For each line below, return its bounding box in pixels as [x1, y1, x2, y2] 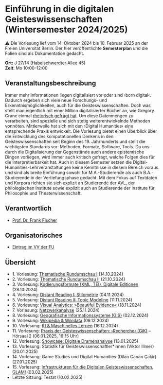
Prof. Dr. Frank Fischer [12, 217, 57, 223]
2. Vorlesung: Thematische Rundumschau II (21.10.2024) [12, 276, 126, 282]
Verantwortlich [5, 204, 52, 212]
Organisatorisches [5, 231, 63, 239]
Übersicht [5, 258, 36, 266]
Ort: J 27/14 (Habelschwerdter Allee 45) [5, 60, 86, 66]
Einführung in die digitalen [5, 3, 114, 15]
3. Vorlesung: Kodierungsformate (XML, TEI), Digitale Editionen [12, 281, 139, 287]
